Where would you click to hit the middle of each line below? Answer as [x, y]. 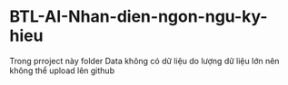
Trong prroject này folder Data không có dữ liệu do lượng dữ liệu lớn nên [144, 61]
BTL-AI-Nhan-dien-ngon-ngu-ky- [139, 17]
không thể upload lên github [62, 71]
